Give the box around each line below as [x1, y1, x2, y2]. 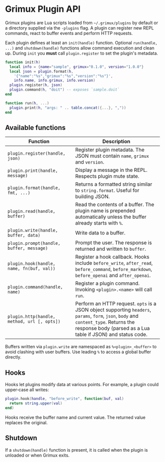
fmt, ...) [7, 190, 30, 196]
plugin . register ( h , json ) [9, 83, 63, 88]
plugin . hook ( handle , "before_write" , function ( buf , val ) [5, 396, 124, 401]
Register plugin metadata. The [75, 146, 145, 153]
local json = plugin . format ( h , [9, 69, 74, 74]
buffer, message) [7, 245, 48, 251]
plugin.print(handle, [7, 168, 58, 173]
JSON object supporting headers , [75, 306, 151, 313]
